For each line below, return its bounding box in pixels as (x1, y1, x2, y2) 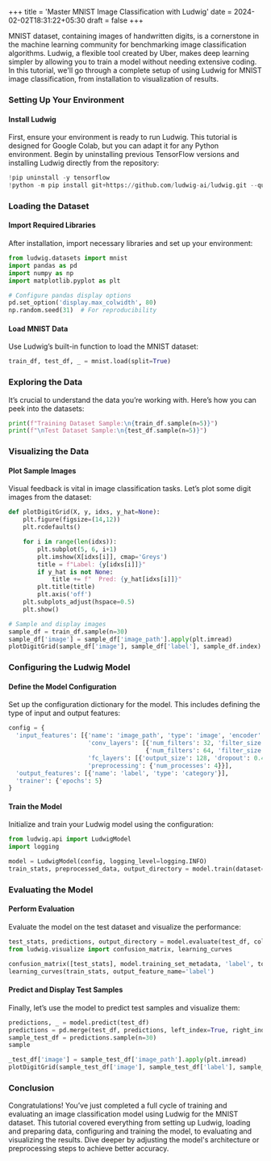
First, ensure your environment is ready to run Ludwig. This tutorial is (8, 133, 238, 142)
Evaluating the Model (8, 883, 94, 895)
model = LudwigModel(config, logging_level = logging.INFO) (8, 858, 207, 866)
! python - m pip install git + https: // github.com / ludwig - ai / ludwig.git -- (8, 181, 258, 189)
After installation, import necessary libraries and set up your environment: (8, 239, 253, 248)
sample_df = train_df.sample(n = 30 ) (8, 627, 128, 636)
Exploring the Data (8, 376, 83, 388)
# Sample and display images (8, 620, 106, 628)
